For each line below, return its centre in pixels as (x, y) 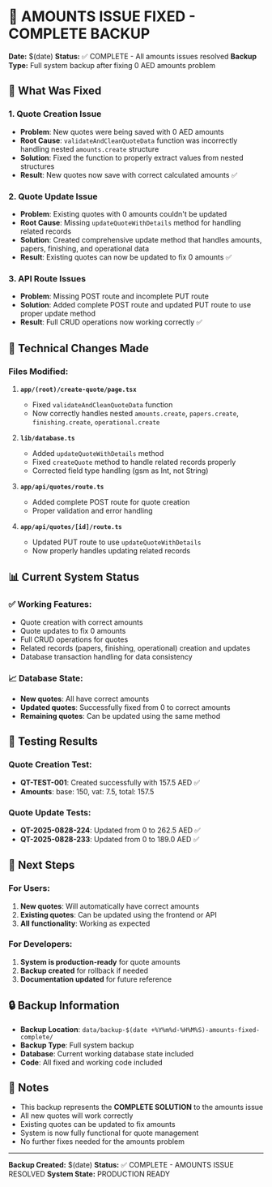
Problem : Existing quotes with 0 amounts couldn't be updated (123, 213)
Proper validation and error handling (92, 510)
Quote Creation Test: (50, 764)
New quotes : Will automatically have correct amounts (110, 906)
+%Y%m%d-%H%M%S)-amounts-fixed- (206, 1030)
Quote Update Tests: (50, 812)
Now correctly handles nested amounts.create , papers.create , (135, 413)
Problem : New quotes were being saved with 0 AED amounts (122, 131)
